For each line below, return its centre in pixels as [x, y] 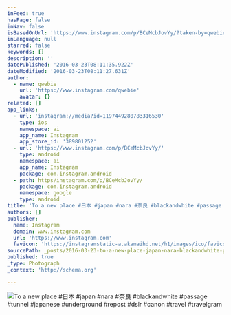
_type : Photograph [33, 263]
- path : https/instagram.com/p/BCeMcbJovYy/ [78, 180]
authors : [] [24, 212]
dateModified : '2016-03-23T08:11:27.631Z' [69, 71]
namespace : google [46, 193]
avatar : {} [35, 97]
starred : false [29, 45]
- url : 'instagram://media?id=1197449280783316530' [89, 116]
